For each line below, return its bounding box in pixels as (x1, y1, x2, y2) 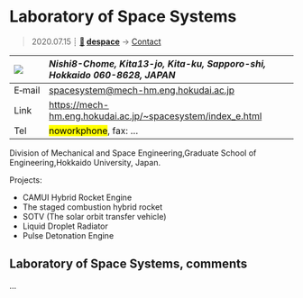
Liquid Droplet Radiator (22, 221, 108, 231)
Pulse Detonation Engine (22, 230, 115, 240)
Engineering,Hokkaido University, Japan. (9, 157, 161, 167)
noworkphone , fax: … (49, 124, 139, 137)
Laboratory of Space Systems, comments (9, 257, 248, 272)
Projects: (9, 174, 42, 185)
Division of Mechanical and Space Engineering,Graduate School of (9, 147, 257, 158)
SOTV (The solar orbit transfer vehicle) (22, 211, 167, 221)
